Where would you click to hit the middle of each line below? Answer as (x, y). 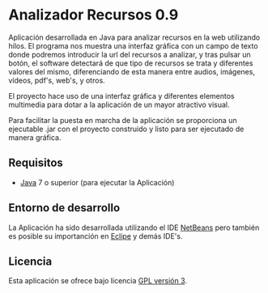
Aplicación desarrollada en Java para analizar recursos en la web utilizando (134, 37)
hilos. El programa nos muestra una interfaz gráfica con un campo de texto (133, 45)
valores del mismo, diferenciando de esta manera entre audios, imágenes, (132, 71)
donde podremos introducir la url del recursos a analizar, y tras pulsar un (130, 54)
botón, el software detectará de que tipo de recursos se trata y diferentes (131, 63)
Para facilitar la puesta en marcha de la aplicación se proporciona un (123, 120)
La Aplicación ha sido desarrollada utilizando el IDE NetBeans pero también (134, 227)
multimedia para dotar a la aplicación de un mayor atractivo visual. (119, 104)
